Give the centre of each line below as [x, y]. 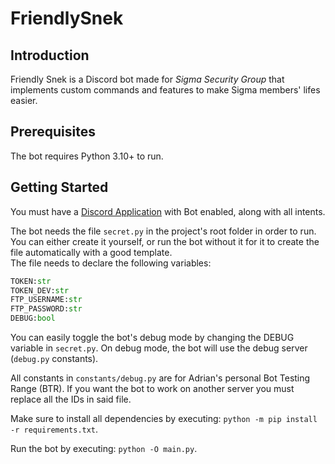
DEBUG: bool [33, 318]
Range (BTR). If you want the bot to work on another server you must [152, 388]
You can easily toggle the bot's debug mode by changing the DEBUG [152, 337]
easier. [24, 100]
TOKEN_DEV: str [40, 290]
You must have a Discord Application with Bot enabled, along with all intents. [168, 211]
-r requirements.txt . [54, 429]
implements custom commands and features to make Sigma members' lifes [165, 90]
